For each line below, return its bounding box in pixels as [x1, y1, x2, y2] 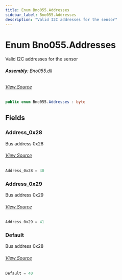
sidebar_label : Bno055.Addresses [5, 12, 77, 17]
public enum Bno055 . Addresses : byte [5, 99, 86, 105]
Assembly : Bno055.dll [5, 68, 53, 74]
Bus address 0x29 [5, 192, 44, 198]
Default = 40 [5, 271, 33, 276]
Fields [5, 114, 26, 122]
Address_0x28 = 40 [5, 168, 44, 173]
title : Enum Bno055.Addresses [5, 7, 70, 13]
